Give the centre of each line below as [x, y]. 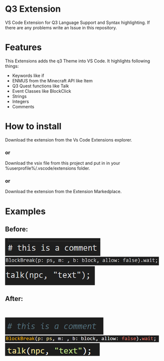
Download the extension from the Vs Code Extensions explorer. [69, 140]
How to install [33, 127]
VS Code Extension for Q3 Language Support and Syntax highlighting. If [78, 22]
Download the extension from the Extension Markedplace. [63, 192]
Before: [17, 229]
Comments [23, 106]
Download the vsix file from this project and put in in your [63, 163]
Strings [19, 96]
